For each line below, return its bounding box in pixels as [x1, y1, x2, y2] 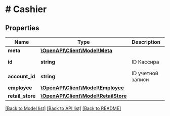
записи [131, 76, 149, 83]
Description [131, 39, 161, 45]
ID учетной [131, 70, 158, 77]
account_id [8, 73, 35, 80]
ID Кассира [131, 59, 159, 65]
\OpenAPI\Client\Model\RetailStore [40, 92, 127, 99]
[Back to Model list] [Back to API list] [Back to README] [5, 105, 121, 111]
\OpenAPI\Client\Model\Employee [40, 84, 124, 91]
